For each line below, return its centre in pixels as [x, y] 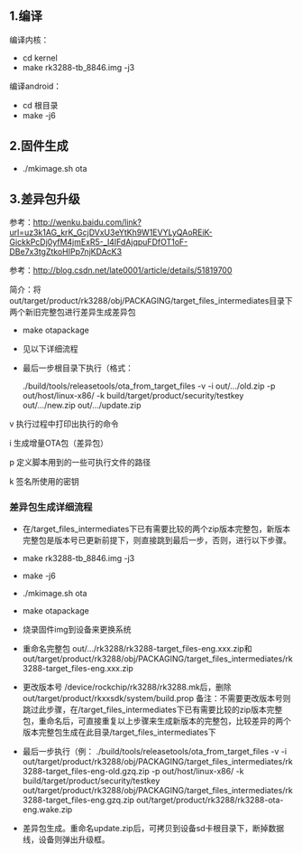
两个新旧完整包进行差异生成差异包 [73, 312]
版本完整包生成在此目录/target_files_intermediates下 [119, 732]
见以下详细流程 [50, 349]
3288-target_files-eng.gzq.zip [78, 800]
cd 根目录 [40, 105]
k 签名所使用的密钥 [44, 482]
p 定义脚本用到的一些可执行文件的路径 [80, 463]
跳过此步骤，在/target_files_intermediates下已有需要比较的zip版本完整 [152, 709]
